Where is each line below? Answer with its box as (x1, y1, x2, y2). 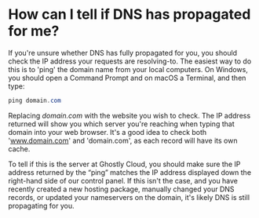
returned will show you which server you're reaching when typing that (8, 119, 235, 129)
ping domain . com (8, 96, 61, 104)
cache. (8, 144, 31, 154)
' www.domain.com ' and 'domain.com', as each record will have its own (8, 136, 238, 145)
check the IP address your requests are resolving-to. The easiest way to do (8, 56, 252, 66)
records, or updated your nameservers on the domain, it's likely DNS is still (8, 192, 250, 202)
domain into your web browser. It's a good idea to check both (8, 127, 207, 136)
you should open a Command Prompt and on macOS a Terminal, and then (8, 73, 246, 82)
